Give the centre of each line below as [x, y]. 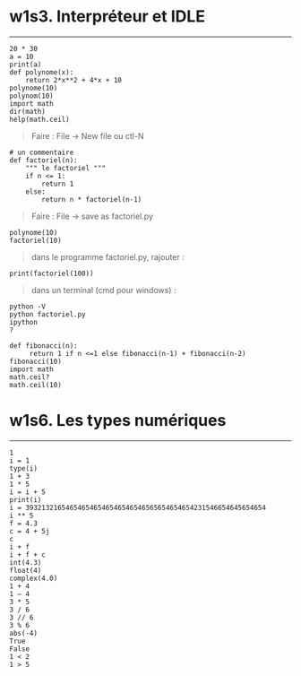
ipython [24, 322]
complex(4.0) [34, 578]
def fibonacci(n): [43, 346]
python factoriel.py [48, 314]
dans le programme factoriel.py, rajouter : [108, 256]
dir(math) [28, 111]
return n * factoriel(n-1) [92, 199]
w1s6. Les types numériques [118, 421]
